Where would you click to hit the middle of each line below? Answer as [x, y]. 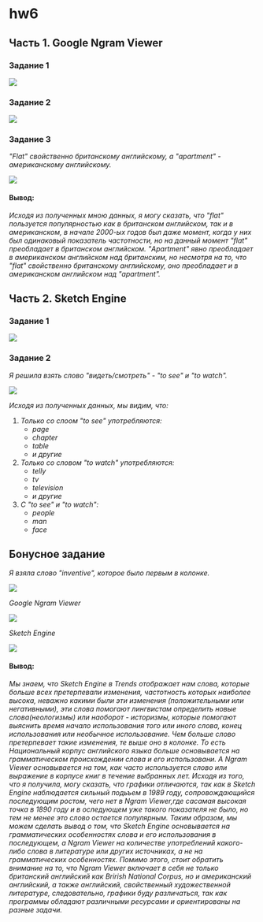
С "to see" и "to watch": [59, 504]
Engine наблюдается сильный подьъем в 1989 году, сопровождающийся [132, 792]
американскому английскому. [60, 165]
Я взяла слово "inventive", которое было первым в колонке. [109, 573]
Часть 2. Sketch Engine [68, 299]
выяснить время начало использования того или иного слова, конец [126, 725]
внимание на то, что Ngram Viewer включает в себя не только [114, 868]
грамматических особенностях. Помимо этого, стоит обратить [116, 859]
